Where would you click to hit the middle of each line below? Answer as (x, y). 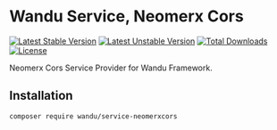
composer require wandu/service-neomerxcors (93, 116)
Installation (41, 96)
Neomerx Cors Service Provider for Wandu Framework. (111, 68)
